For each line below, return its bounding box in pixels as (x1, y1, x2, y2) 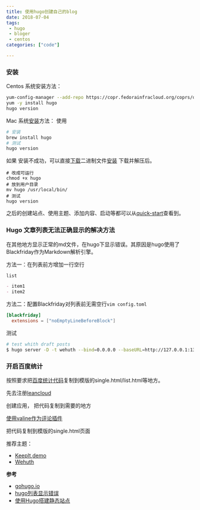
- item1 (6, 284, 26, 290)
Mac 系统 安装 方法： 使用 (6, 117, 67, 124)
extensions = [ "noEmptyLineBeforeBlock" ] (11, 318, 116, 324)
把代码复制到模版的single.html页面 (6, 427, 90, 435)
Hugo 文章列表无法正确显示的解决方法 (6, 226, 115, 234)
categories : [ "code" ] (6, 42, 60, 48)
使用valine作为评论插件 (6, 415, 62, 422)
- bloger (8, 31, 31, 37)
